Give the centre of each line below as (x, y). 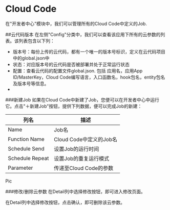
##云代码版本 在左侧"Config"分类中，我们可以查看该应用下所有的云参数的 (83, 34)
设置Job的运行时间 (76, 149)
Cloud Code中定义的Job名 (86, 139)
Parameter (20, 168)
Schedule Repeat (28, 158)
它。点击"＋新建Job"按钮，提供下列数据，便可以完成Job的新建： (74, 106)
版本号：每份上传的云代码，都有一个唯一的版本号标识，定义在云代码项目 (89, 51)
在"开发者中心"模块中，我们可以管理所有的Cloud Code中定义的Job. (76, 23)
